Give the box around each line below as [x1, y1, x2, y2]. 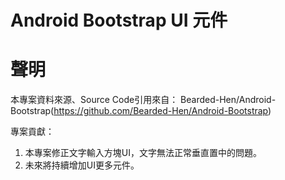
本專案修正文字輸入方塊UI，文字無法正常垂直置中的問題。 [24, 147, 262, 159]
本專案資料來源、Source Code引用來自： [10, 94, 179, 106]
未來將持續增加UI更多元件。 [24, 159, 140, 171]
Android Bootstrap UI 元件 [10, 9, 228, 32]
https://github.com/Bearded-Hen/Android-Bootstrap [53, 105, 269, 117]
